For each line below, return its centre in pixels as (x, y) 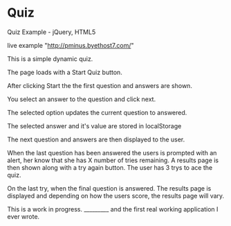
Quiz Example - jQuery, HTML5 (52, 32)
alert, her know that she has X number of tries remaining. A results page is (113, 160)
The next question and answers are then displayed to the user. (96, 139)
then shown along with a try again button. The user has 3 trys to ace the (110, 167)
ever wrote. (24, 216)
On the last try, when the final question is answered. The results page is (109, 188)
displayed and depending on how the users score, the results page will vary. (116, 195)
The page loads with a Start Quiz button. (65, 72)
